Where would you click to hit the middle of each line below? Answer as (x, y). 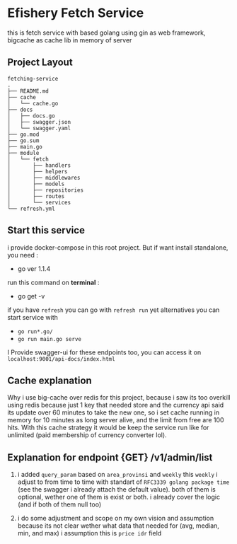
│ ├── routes (36, 196)
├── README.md (28, 91)
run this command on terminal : (53, 282)
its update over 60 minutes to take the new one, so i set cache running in (114, 412)
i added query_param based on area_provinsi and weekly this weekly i (117, 475)
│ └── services (39, 202)
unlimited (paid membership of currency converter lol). (87, 435)
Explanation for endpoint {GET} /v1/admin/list (110, 457)
